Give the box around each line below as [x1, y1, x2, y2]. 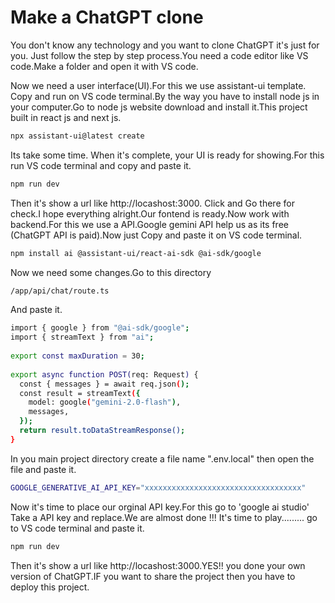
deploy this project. [10, 581, 90, 593]
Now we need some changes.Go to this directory [10, 266, 212, 278]
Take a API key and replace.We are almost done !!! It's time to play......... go [10, 511, 318, 523]
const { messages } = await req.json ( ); [19, 379, 190, 389]
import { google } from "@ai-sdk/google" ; [10, 323, 190, 333]
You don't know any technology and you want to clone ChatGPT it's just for [10, 39, 320, 51]
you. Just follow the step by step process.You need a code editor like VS [10, 49, 309, 61]
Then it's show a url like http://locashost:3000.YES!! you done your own [10, 559, 306, 571]
